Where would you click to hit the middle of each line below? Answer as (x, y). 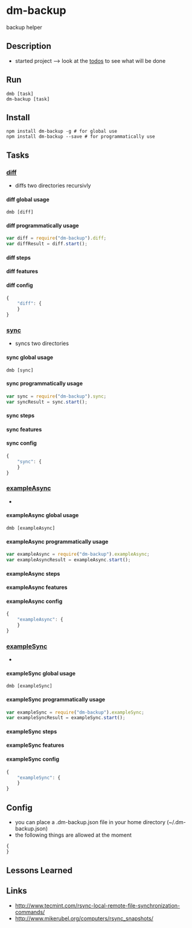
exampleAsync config (34, 601)
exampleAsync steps (33, 573)
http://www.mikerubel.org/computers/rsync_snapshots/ (84, 918)
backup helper (24, 27)
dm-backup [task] (28, 99)
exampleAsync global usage (43, 515)
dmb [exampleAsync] (31, 528)
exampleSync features (35, 745)
